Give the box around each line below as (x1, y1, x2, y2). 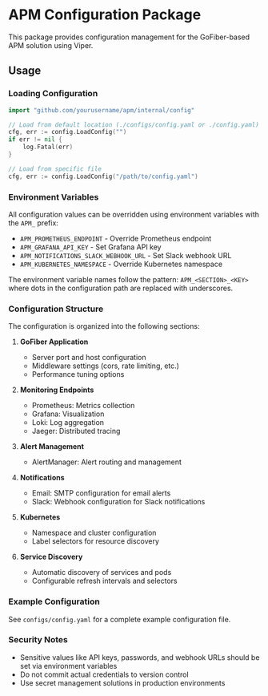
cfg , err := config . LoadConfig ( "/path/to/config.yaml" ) (8, 172, 198, 180)
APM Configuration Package (8, 6, 202, 24)
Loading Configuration (8, 88, 98, 99)
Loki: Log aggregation (31, 418, 105, 427)
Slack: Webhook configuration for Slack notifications (31, 497, 206, 507)
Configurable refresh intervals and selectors (31, 576, 178, 586)
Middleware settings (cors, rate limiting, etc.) (31, 361, 180, 370)
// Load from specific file (8, 164, 102, 173)
